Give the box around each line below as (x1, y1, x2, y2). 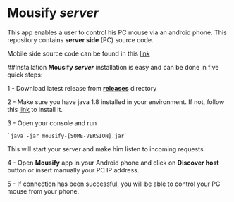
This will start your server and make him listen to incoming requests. (7, 144, 206, 153)
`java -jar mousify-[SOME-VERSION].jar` (7, 132, 128, 139)
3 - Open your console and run (7, 118, 97, 127)
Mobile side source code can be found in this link (7, 49, 150, 58)
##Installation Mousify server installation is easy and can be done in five (7, 63, 219, 71)
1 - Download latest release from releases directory (7, 84, 157, 92)
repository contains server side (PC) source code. (7, 35, 154, 44)
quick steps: (7, 70, 43, 79)
